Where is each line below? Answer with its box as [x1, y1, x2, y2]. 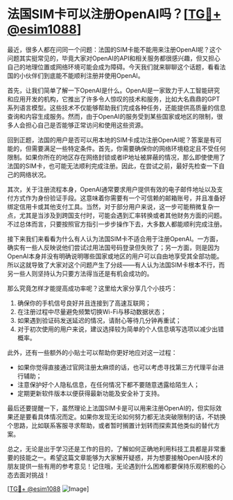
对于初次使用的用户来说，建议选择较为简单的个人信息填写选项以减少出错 [17, 324, 224, 333]
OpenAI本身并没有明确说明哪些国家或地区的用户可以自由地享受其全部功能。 [7, 251, 223, 260]
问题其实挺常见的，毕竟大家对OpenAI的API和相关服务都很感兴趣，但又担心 [7, 53, 221, 62]
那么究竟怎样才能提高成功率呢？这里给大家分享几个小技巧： [7, 284, 178, 292]
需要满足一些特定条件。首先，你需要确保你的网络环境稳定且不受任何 [31, 144, 226, 153]
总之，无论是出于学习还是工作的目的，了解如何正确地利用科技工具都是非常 [7, 444, 220, 453]
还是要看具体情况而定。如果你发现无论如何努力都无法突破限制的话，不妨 [12, 412, 220, 421]
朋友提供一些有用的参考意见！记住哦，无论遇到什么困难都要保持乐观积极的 [7, 462, 220, 470]
